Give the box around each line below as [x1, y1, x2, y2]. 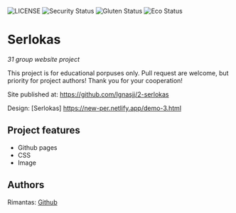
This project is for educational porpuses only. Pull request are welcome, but [7, 68, 229, 77]
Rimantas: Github [7, 197, 58, 206]
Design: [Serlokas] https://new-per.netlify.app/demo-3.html [7, 104, 182, 112]
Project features [7, 124, 80, 136]
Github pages [17, 143, 58, 152]
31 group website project [7, 55, 80, 63]
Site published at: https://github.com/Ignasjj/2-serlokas [7, 89, 169, 99]
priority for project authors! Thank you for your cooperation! [7, 76, 183, 84]
